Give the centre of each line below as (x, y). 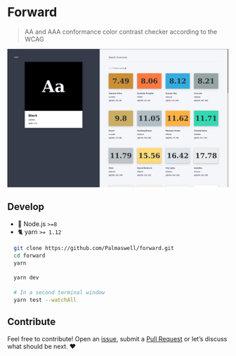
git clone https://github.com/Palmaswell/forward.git (94, 248)
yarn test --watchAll (45, 300)
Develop (26, 207)
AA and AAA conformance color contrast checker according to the (121, 32)
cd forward (29, 256)
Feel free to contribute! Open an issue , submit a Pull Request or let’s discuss (117, 338)
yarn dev (26, 278)
